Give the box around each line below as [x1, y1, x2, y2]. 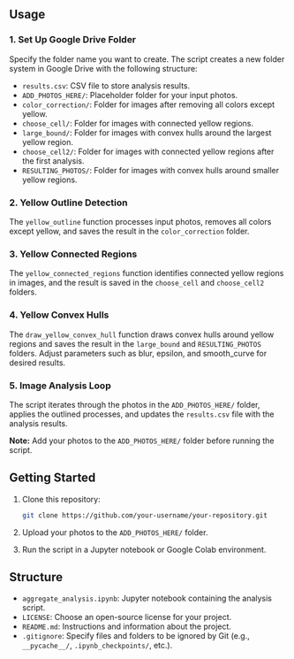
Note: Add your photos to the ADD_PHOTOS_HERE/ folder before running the [9, 435, 275, 446]
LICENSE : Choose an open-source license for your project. [21, 612, 232, 623]
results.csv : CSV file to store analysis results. [21, 80, 191, 91]
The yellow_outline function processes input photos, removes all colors [9, 216, 272, 226]
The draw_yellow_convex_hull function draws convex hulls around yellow [9, 329, 275, 340]
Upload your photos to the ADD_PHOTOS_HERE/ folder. [21, 526, 208, 538]
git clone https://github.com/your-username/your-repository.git [21, 510, 268, 520]
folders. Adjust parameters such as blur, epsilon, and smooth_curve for [9, 348, 268, 358]
